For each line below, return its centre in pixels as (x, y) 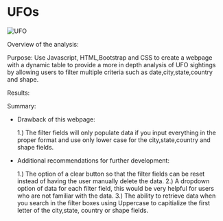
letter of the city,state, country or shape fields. (83, 210)
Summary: (22, 106)
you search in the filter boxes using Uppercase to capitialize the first (114, 202)
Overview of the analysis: (43, 44)
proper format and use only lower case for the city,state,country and (114, 140)
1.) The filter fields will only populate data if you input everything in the (116, 132)
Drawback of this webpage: (56, 119)
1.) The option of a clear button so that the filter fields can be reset (111, 174)
